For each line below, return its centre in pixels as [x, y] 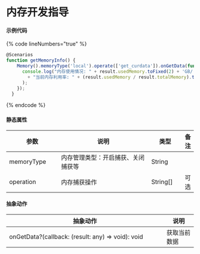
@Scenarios [20, 55]
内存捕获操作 [79, 182]
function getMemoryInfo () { [41, 60]
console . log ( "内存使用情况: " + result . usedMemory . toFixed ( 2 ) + [101, 72]
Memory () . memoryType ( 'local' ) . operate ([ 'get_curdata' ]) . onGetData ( [102, 66]
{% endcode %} [26, 105]
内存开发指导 [38, 12]
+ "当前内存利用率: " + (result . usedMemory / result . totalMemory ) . [110, 77]
